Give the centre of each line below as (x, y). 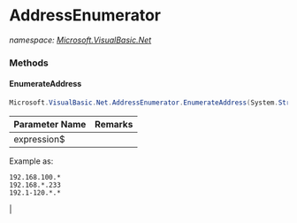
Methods (29, 63)
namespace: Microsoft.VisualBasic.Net (80, 40)
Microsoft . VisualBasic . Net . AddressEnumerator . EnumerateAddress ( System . (144, 103)
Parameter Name (50, 124)
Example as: (31, 161)
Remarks (114, 124)
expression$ (39, 139)
